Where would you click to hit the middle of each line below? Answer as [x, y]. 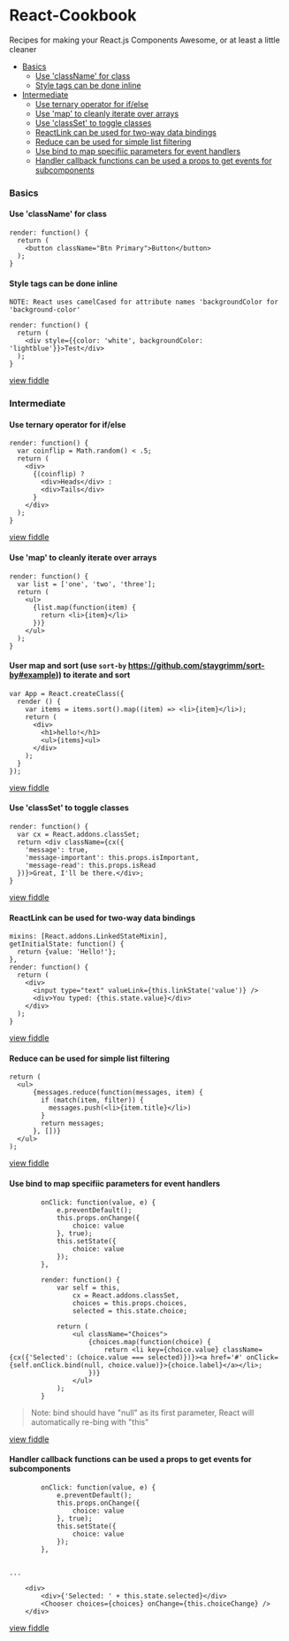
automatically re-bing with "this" [90, 1421]
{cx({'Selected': [41, 1357]
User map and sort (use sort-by [68, 666]
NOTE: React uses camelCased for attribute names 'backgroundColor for [144, 302]
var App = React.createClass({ [67, 693]
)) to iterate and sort [93, 675]
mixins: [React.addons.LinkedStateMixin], [88, 937]
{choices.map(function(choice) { [150, 1342]
